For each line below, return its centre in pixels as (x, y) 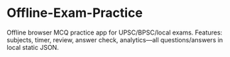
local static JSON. (33, 47)
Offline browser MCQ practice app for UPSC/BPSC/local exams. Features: (115, 32)
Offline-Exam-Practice (75, 13)
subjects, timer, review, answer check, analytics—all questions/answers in (115, 39)
